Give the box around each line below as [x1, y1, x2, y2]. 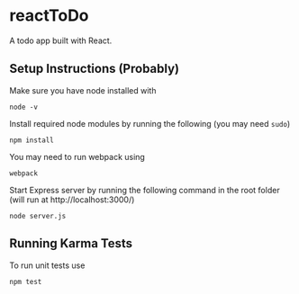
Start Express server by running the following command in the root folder [9, 184, 281, 195]
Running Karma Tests [9, 236, 133, 252]
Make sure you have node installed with [9, 85, 157, 95]
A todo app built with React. [9, 35, 113, 46]
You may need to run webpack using [9, 151, 146, 162]
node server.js [9, 211, 67, 220]
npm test [9, 277, 42, 286]
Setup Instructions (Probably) [9, 61, 180, 76]
